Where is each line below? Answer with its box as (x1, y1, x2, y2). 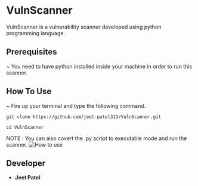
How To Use (6, 86, 52, 97)
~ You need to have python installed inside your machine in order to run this (6, 63, 193, 70)
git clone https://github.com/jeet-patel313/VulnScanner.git (6, 114, 162, 120)
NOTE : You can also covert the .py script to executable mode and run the (6, 135, 187, 142)
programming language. (6, 29, 66, 36)
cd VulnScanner (6, 124, 44, 130)
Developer (6, 158, 46, 168)
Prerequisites (6, 47, 57, 57)
